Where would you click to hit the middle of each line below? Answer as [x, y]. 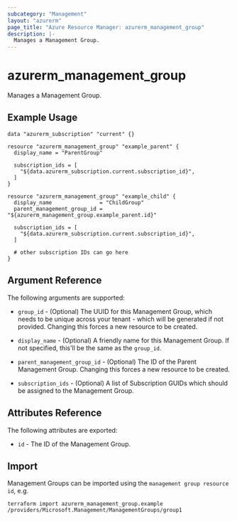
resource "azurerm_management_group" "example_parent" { [93, 147]
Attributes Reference [55, 413]
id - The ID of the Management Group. [74, 444]
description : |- [31, 34]
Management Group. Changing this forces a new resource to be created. [124, 369]
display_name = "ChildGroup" [79, 202]
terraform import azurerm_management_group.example [85, 504]
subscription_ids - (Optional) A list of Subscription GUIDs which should [123, 383]
